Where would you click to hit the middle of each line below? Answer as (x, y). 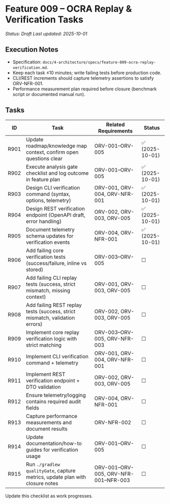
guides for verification (52, 450)
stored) (35, 270)
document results (47, 428)
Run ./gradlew (43, 464)
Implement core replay (53, 332)
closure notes (42, 483)
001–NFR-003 (112, 480)
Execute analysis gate (52, 166)
